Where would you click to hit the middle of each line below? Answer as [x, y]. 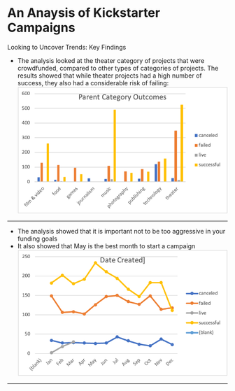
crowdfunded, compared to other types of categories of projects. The [118, 68]
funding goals [37, 239]
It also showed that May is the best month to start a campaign [106, 246]
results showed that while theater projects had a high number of [109, 76]
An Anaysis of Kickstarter [84, 13]
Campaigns [41, 28]
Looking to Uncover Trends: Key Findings [67, 47]
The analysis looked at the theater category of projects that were [111, 60]
